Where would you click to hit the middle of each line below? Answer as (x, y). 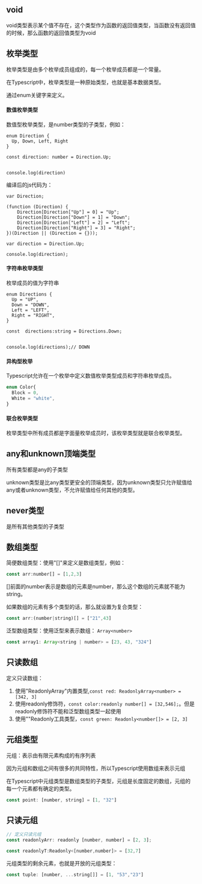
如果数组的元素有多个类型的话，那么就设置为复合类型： (75, 607)
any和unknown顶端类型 (51, 454)
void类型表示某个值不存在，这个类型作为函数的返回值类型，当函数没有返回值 (101, 25)
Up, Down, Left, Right (40, 141)
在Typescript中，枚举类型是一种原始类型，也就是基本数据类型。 (85, 82)
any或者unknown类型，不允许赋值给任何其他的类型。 (72, 490)
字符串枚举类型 (25, 269)
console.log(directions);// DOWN (48, 347)
